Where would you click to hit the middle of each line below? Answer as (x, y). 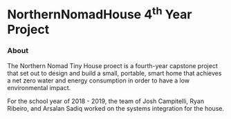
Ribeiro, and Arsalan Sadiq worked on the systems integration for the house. (116, 108)
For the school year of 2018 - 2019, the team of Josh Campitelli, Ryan (106, 101)
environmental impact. (39, 87)
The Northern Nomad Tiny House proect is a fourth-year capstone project (112, 65)
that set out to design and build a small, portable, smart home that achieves (114, 73)
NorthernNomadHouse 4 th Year (100, 13)
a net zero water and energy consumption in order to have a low (99, 80)
